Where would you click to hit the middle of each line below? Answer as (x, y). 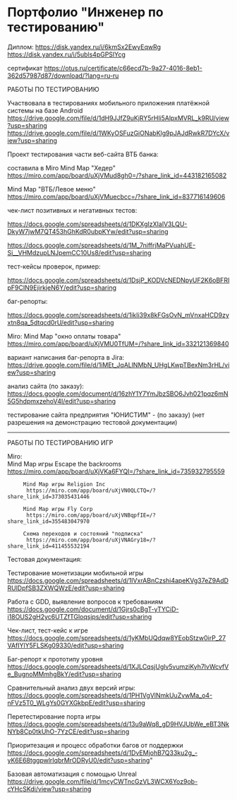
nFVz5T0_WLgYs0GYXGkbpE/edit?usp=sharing (77, 702)
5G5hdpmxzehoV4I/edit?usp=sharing (62, 401)
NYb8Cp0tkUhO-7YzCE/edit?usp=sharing (68, 731)
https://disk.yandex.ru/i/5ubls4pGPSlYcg (66, 54)
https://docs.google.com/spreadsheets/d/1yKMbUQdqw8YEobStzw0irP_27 (117, 637)
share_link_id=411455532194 (49, 546)
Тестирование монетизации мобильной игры (75, 572)
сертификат (25, 68)
